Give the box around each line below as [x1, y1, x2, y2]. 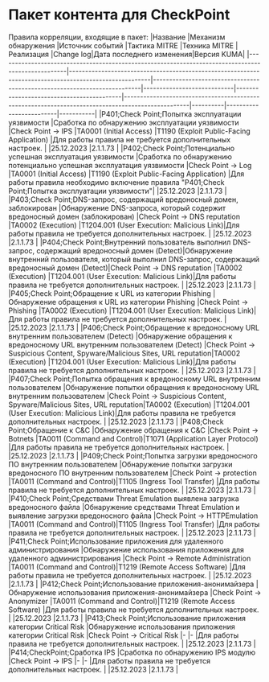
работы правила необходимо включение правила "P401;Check [8, 177, 225, 187]
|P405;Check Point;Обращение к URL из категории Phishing [8, 288, 211, 298]
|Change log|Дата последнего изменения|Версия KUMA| [51, 49, 246, 59]
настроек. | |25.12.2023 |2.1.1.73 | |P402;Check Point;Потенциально [8, 143, 235, 153]
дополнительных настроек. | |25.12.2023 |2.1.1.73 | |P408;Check [8, 417, 224, 426]
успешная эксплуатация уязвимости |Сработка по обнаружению [8, 151, 233, 162]
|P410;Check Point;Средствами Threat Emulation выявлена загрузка [8, 493, 239, 503]
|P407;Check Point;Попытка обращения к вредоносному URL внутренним [8, 374, 261, 384]
